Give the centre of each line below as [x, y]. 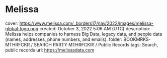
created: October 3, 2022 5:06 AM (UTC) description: [95, 28]
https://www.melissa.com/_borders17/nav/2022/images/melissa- [87, 23]
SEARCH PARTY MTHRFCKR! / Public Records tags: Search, [96, 44]
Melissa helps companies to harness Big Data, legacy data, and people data [84, 34]
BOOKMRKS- [137, 39]
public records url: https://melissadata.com [50, 50]
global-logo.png [22, 28]
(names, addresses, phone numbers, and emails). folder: [64, 39]
